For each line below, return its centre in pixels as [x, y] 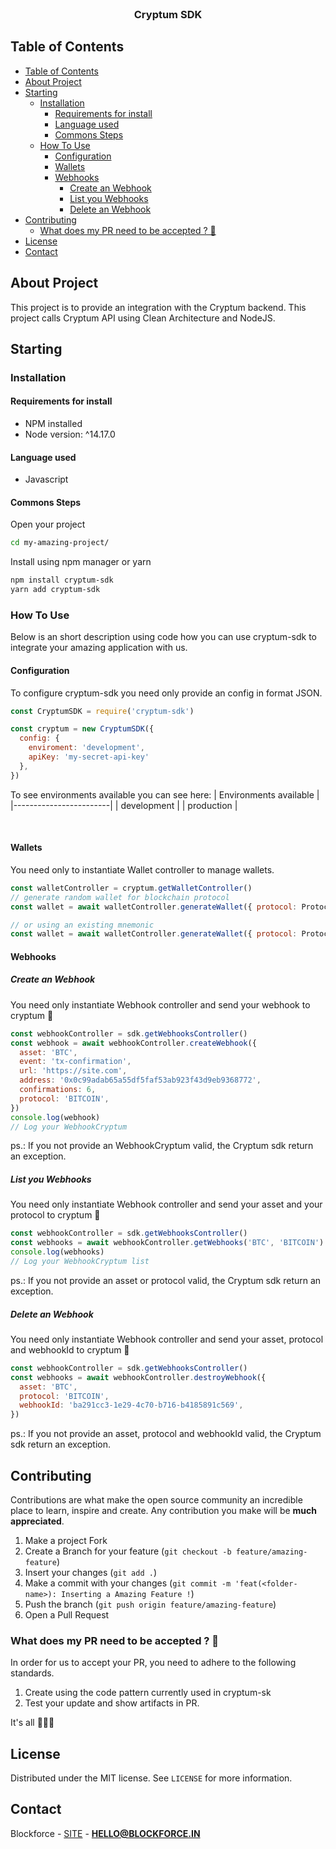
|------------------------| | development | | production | [124, 805]
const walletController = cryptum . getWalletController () [131, 888]
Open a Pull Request [67, 1614]
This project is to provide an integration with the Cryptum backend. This [158, 307]
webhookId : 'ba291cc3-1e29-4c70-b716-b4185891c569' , [131, 1405]
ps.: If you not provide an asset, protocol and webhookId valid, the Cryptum [166, 1434]
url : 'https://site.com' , [73, 1071]
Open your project [48, 524]
